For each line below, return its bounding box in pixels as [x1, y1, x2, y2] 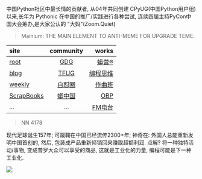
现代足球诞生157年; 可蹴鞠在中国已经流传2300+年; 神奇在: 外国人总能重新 [6, 131, 189, 139]
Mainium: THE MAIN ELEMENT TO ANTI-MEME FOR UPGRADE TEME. [21, 33, 195, 39]
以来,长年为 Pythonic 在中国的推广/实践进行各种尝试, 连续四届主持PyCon [6, 13, 186, 20]
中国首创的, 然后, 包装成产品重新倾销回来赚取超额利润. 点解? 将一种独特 [11, 139, 189, 146]
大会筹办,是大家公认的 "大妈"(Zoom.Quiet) [11, 20, 116, 27]
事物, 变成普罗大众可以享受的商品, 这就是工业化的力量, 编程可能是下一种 [13, 146, 192, 154]
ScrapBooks [9, 92, 44, 99]
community [49, 47, 83, 55]
